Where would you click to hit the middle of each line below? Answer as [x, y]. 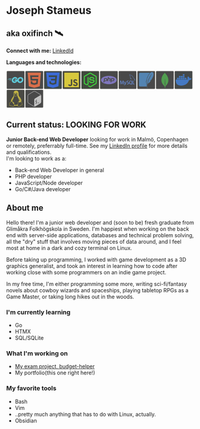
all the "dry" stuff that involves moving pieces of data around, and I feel [94, 241]
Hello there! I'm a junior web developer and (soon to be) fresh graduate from [100, 222]
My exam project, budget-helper [55, 367]
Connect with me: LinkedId [40, 51]
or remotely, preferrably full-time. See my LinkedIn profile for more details [97, 146]
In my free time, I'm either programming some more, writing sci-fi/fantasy [96, 284]
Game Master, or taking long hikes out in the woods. [70, 297]
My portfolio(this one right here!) [55, 373]
